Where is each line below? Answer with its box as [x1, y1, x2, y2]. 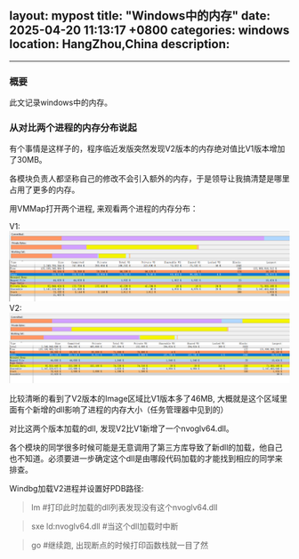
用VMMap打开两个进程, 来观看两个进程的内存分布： [9, 204, 198, 214]
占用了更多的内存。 [9, 185, 80, 196]
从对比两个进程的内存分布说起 [9, 122, 138, 134]
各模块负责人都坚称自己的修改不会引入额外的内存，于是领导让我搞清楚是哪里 [9, 173, 290, 184]
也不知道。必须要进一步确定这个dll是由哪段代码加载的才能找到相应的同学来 [9, 452, 283, 464]
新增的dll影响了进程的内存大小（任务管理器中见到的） [32, 403, 229, 415]
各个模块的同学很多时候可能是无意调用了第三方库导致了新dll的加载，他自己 [9, 442, 283, 452]
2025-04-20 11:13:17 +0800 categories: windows [9, 23, 290, 38]
